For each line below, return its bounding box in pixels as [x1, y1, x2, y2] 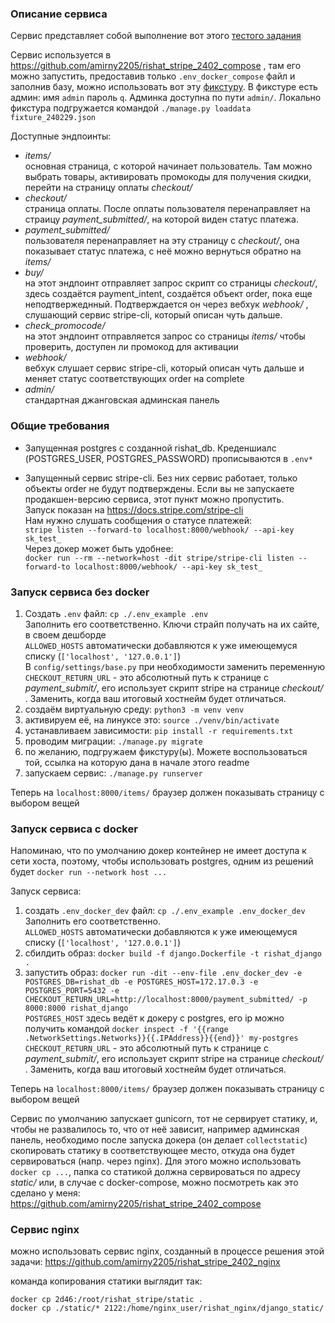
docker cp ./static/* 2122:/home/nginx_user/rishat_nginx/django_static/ [10, 1303, 325, 1314]
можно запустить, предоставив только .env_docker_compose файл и [10, 70, 296, 82]
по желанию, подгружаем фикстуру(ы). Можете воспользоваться [24, 745, 308, 757]
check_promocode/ [24, 320, 106, 332]
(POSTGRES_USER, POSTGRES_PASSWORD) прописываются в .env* [24, 452, 313, 464]
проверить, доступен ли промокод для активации [24, 341, 239, 353]
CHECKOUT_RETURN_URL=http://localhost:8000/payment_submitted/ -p [24, 995, 308, 1005]
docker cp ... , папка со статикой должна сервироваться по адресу [10, 1166, 301, 1178]
